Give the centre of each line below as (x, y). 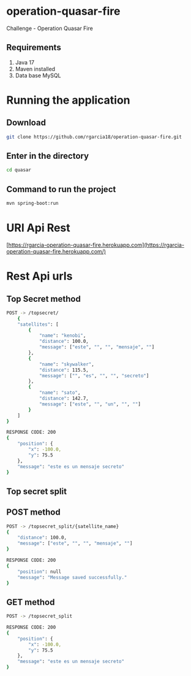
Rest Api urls (39, 276)
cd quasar (19, 170)
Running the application (68, 100)
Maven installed (35, 69)
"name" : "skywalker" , (67, 364)
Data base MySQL (38, 75)
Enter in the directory (48, 156)
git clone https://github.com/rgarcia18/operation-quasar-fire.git (94, 137)
